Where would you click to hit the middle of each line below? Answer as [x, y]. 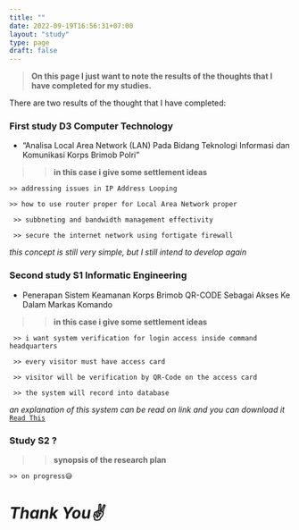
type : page [29, 42]
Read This [28, 418]
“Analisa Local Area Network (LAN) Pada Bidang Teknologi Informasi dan [156, 146]
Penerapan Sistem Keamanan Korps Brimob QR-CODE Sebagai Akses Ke [156, 295]
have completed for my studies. [91, 86]
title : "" [28, 17]
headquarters [33, 346]
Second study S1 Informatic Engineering [98, 275]
